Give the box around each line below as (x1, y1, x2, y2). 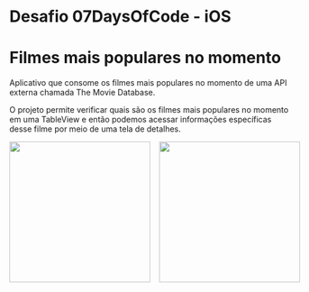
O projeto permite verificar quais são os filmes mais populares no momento (9, 105, 289, 115)
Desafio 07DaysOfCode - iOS (9, 6, 232, 27)
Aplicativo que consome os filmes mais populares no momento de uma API (9, 78, 287, 88)
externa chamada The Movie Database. (9, 87, 156, 98)
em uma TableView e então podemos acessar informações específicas (9, 114, 272, 125)
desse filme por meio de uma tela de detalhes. (9, 123, 182, 134)
